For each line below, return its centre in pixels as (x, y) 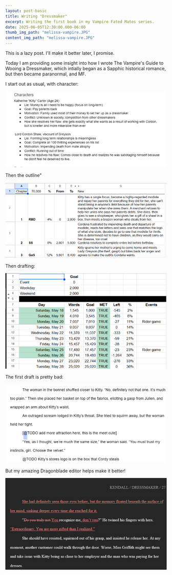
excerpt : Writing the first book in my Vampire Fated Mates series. (80, 22)
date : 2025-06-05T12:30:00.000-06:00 (46, 27)
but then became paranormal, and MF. (46, 74)
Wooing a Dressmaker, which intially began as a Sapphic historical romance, (86, 68)
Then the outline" (24, 175)
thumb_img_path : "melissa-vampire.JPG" (48, 33)
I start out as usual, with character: (42, 84)
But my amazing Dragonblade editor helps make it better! (66, 471)
